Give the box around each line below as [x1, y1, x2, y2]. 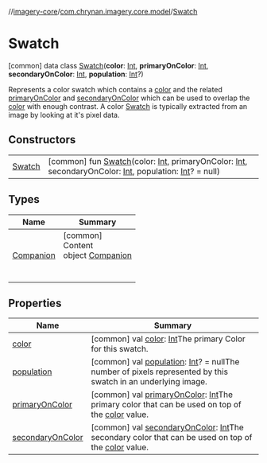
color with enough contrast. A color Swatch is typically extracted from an [8, 101, 248, 111]
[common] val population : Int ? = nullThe [91, 356, 240, 368]
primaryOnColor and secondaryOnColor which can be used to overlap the [8, 93, 250, 103]
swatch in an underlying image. [91, 376, 208, 387]
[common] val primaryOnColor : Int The [91, 389, 233, 400]
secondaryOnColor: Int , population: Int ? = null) [48, 165, 220, 177]
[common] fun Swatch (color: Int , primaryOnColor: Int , [48, 155, 248, 166]
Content [63, 239, 94, 251]
